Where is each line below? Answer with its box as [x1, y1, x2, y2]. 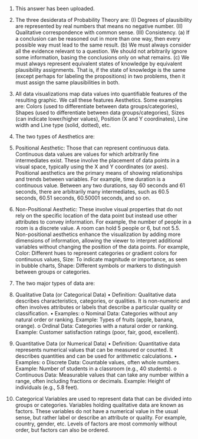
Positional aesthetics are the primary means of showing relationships [15, 169, 183, 176]
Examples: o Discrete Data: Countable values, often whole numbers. [15, 359, 181, 365]
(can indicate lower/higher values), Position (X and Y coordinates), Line [15, 115, 188, 122]
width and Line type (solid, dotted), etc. [15, 122, 111, 128]
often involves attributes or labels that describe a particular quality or [15, 304, 183, 311]
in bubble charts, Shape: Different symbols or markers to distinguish [15, 262, 181, 269]
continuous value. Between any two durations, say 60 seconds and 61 [15, 182, 185, 189]
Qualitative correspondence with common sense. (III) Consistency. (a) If [15, 29, 190, 36]
